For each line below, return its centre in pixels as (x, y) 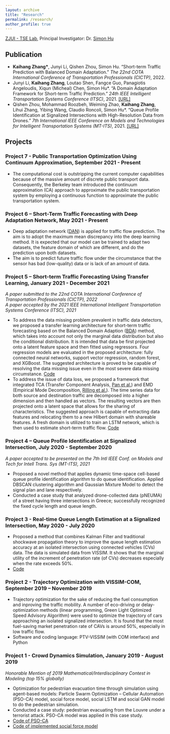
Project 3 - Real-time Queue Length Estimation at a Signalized (83, 519)
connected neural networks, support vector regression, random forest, (87, 358)
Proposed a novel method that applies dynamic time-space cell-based (86, 474)
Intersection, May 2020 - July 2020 (50, 526)
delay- (148, 605)
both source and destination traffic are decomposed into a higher (81, 396)
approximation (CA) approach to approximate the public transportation (86, 190)
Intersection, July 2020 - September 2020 (59, 447)
